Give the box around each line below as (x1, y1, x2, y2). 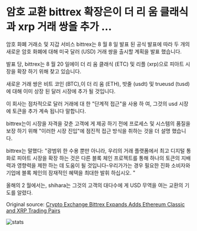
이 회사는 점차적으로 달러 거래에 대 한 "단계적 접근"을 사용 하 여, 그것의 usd (6, 100, 178, 107)
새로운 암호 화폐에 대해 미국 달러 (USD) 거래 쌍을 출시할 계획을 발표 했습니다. (6, 48, 182, 55)
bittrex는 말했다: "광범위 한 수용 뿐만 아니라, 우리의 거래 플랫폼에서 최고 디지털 (6, 147, 185, 154)
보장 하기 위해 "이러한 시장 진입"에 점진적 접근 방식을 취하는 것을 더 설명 (6, 127, 171, 134)
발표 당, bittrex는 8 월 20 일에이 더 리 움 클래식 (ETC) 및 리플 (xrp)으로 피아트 (6, 60, 184, 68)
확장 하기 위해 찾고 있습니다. (16, 68, 82, 75)
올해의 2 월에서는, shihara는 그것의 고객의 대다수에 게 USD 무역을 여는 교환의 (6, 182, 183, 189)
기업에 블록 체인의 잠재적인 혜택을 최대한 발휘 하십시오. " (6, 169, 136, 176)
